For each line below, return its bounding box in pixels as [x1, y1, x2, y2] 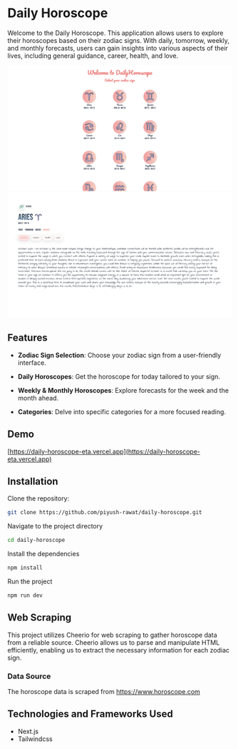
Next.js [17, 727, 39, 735]
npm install [7, 564, 43, 572]
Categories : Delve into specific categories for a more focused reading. [17, 407, 227, 416]
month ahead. [17, 393, 59, 402]
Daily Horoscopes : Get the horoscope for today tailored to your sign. [17, 372, 221, 381]
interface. [17, 358, 46, 367]
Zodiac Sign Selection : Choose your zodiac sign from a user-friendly [17, 351, 222, 359]
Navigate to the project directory [7, 522, 103, 531]
